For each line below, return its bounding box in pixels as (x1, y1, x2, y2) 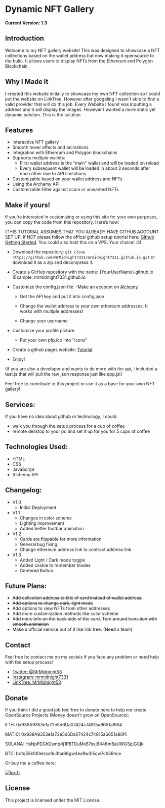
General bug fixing (19, 541, 58, 547)
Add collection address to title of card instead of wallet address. (12, 595, 143, 601)
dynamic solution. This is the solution (5, 111, 81, 117)
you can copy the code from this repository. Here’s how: (5, 219, 120, 225)
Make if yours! (5, 201, 50, 209)
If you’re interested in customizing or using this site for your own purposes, (5, 214, 158, 220)
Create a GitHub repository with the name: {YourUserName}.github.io (12, 269, 154, 275)
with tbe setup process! (5, 659, 53, 665)
